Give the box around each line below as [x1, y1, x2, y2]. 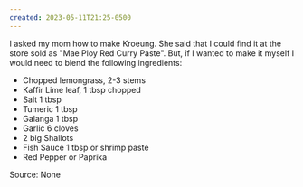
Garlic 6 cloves [22, 123, 79, 134]
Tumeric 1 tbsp [22, 103, 78, 114]
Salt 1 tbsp [22, 94, 62, 105]
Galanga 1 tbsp [22, 113, 79, 124]
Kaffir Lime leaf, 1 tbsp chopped [22, 84, 142, 95]
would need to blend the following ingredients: [9, 57, 183, 68]
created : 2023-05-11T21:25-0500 [9, 13, 131, 23]
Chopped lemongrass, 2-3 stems [22, 74, 147, 86]
